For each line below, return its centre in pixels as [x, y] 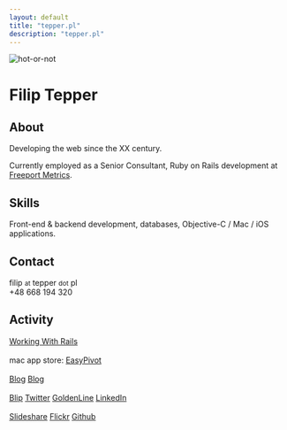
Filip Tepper [54, 95]
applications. [32, 234]
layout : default [39, 17]
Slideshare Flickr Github [53, 416]
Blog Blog [26, 379]
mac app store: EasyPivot [55, 360]
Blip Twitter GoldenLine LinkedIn [68, 397]
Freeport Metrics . [41, 175]
